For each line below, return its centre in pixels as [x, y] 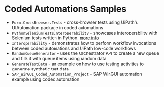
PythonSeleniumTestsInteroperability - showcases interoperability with [84, 33]
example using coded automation [45, 79]
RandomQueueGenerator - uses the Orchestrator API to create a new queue [85, 53]
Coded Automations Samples [66, 9]
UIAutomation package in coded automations [57, 27]
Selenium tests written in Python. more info [55, 38]
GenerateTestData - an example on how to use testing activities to [78, 64]
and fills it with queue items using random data [59, 58]
